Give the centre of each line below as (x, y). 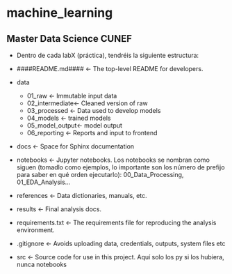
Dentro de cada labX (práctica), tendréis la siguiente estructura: (108, 55)
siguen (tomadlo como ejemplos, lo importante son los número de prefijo (121, 167)
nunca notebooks (42, 264)
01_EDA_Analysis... (43, 182)
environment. (35, 230)
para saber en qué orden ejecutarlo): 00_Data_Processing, (100, 175)
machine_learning (60, 13)
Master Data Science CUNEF (69, 39)
